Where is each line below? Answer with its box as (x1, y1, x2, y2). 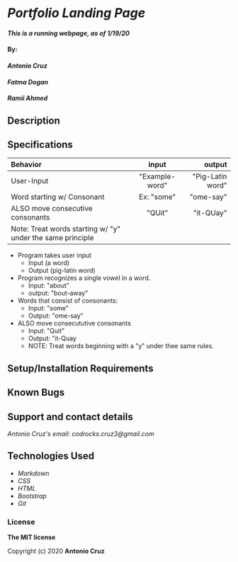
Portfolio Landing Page (7, 5, 146, 21)
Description (7, 114, 60, 126)
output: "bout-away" (28, 289, 89, 298)
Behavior (11, 160, 42, 170)
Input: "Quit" (28, 327, 65, 335)
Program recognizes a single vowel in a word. (17, 274, 151, 282)
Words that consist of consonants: (17, 296, 118, 305)
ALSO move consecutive (11, 204, 93, 214)
